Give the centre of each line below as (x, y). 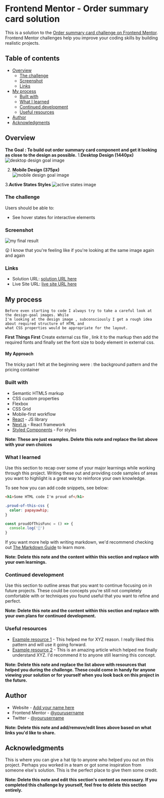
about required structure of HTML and (45, 324)
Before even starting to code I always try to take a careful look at (79, 311)
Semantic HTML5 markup (38, 393)
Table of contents (32, 59)
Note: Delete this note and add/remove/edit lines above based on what (78, 727)
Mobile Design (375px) (36, 169)
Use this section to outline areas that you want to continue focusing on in (79, 585)
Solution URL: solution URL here (44, 279)
